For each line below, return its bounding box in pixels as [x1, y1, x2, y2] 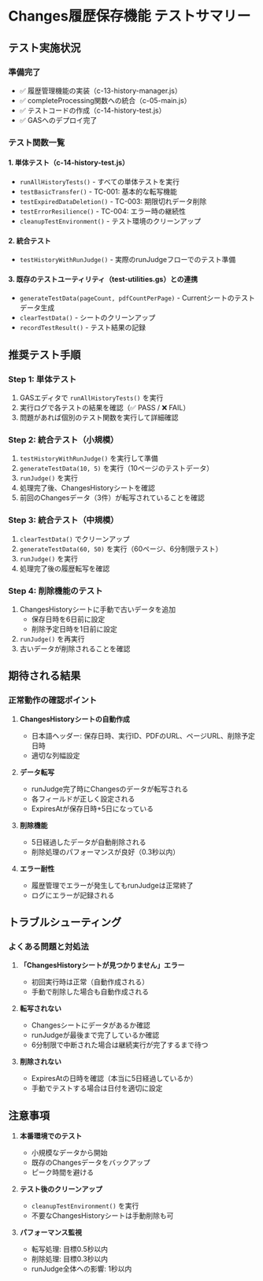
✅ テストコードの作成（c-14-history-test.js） [19, 106, 166, 115]
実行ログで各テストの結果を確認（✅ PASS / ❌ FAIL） [19, 403, 191, 413]
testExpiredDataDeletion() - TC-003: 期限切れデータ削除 [19, 197, 207, 205]
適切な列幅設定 [31, 750, 80, 760]
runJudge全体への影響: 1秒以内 [31, 1264, 132, 1274]
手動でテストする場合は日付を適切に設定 [31, 1083, 163, 1093]
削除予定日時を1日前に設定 [31, 624, 118, 634]
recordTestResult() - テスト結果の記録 [19, 323, 146, 332]
